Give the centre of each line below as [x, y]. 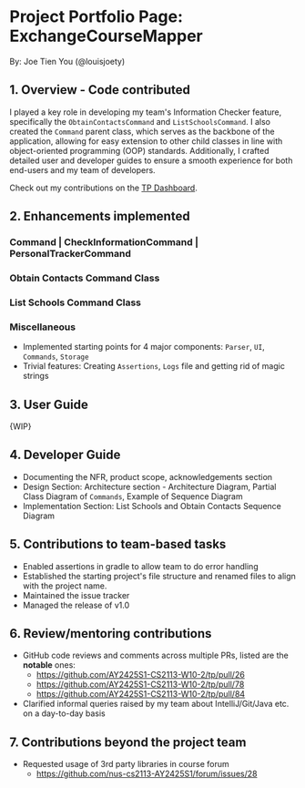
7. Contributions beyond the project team [128, 742]
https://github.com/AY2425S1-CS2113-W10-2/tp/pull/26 [141, 675]
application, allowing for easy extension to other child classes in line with [146, 141]
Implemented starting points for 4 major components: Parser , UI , [144, 347]
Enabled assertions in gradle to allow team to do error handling [140, 566]
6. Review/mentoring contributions [111, 634]
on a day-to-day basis [64, 713]
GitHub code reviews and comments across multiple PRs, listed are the [155, 655]
